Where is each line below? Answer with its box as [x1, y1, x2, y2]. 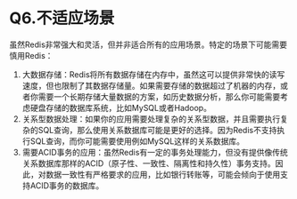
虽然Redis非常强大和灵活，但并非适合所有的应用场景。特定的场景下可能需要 [9, 39, 288, 50]
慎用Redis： [9, 50, 54, 60]
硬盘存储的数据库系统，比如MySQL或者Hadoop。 [29, 102, 212, 113]
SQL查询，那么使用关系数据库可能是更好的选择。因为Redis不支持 [37, 124, 277, 135]
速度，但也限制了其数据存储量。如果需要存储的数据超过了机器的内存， [21, 80, 281, 91]
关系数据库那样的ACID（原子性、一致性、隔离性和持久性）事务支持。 [21, 157, 276, 169]
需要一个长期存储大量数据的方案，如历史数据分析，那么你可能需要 [37, 91, 281, 102]
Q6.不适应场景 [9, 8, 115, 28]
